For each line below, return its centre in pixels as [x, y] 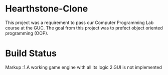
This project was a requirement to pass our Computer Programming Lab [79, 22]
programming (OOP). [27, 33]
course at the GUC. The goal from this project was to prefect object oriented [84, 27]
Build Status [31, 53]
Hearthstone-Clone [47, 9]
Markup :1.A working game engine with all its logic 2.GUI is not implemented [83, 67]
